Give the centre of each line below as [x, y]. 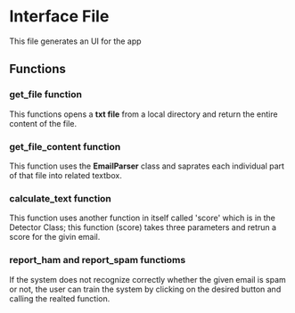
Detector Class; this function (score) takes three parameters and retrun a [143, 227]
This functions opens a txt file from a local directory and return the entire [143, 114]
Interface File [59, 16]
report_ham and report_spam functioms [98, 260]
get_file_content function [65, 146]
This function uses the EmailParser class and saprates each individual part [147, 166]
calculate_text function [60, 198]
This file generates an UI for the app [75, 41]
